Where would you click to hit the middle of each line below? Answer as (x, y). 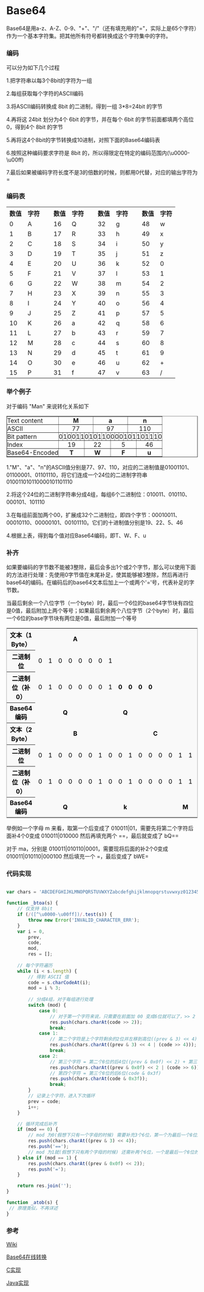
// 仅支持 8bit (35, 909)
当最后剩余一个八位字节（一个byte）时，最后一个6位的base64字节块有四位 (100, 603)
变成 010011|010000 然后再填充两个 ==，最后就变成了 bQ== (104, 836)
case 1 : (49, 1033)
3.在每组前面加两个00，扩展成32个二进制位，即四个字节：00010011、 (93, 515)
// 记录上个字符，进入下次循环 (62, 1096)
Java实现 (18, 1283)
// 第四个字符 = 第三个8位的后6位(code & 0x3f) (105, 1073)
